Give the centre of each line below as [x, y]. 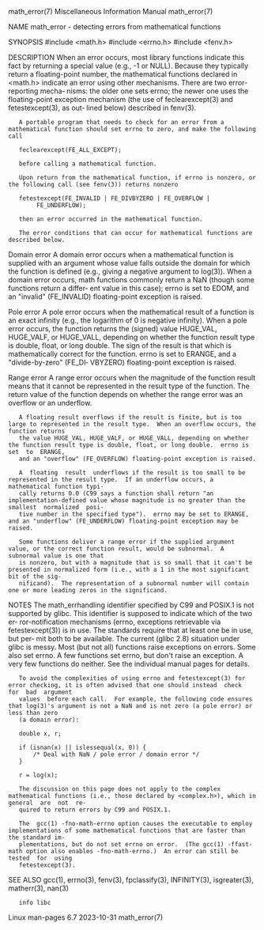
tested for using [40, 858]
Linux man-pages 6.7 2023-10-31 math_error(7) [86, 917]
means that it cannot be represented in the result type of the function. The [129, 386]
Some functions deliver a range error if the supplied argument [127, 542]
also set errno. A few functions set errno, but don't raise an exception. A [126, 655]
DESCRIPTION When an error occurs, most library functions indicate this [126, 57]
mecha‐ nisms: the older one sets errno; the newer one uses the [144, 91]
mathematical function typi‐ [56, 486]
